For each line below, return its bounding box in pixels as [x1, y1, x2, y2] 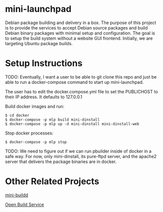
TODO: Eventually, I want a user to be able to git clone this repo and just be [5, 74, 157, 79]
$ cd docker [5, 113, 29, 118]
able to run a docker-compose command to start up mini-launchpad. [5, 79, 144, 85]
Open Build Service [5, 201, 44, 207]
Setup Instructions [5, 58, 82, 69]
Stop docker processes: [5, 130, 54, 136]
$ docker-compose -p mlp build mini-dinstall [5, 117, 100, 122]
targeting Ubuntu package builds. [5, 40, 73, 46]
